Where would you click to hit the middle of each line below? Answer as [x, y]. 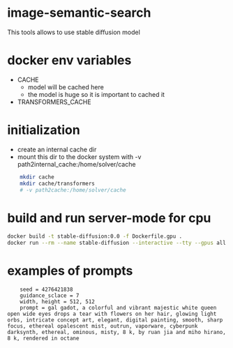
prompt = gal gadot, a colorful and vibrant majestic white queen [118, 308]
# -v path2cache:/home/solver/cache [73, 190]
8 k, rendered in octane [43, 339]
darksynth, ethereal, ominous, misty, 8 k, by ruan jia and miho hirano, [117, 333]
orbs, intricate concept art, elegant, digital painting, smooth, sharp [115, 320]
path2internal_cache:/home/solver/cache [76, 164]
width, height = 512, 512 [58, 302]
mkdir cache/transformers [58, 183]
